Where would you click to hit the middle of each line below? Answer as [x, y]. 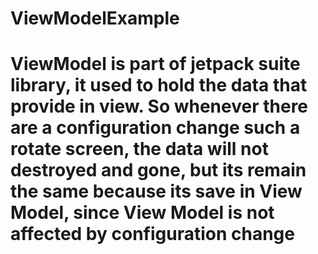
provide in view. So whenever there [159, 106]
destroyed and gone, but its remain [158, 170]
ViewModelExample [95, 18]
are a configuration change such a [155, 128]
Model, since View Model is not [142, 213]
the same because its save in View [156, 191]
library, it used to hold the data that [159, 85]
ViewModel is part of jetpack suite [155, 64]
